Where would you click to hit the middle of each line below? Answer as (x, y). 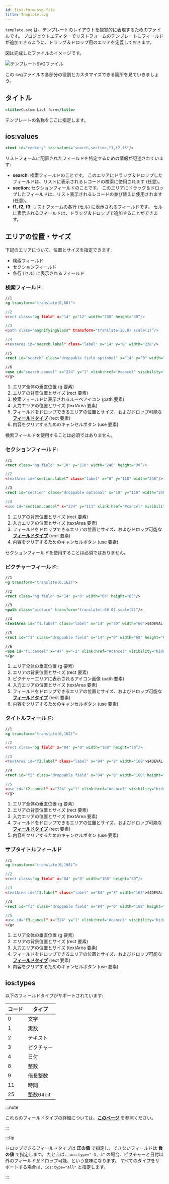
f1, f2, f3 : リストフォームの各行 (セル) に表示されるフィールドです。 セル (87, 207)
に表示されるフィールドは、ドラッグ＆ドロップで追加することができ (83, 213)
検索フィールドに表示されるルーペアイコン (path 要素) (68, 399)
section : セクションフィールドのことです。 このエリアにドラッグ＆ (81, 188)
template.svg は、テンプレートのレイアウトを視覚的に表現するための (77, 29)
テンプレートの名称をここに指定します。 (47, 120)
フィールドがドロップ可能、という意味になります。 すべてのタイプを (84, 1160)
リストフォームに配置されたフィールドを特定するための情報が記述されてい (82, 158)
